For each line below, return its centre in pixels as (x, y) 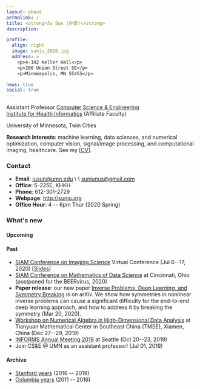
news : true (20, 85)
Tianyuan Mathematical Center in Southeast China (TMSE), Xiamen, (99, 327)
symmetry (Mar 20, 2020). (48, 314)
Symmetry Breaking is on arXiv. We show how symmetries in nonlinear (103, 294)
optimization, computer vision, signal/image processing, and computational (100, 144)
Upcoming (20, 234)
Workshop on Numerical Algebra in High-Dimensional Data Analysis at (103, 320)
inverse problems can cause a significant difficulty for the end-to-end (102, 301)
